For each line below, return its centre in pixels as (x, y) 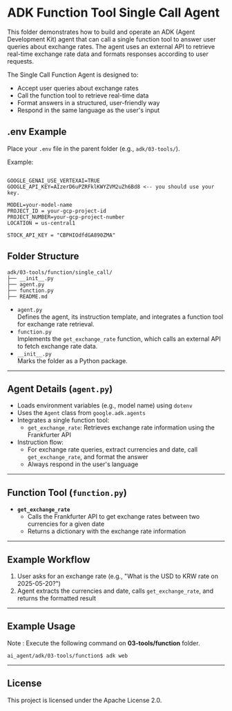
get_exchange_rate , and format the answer (88, 457)
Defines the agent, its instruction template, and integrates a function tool (120, 317)
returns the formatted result (57, 598)
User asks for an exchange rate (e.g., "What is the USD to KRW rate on (118, 576)
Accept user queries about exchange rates (78, 88)
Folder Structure (43, 256)
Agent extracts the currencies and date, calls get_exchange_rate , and (115, 591)
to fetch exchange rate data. (57, 346)
